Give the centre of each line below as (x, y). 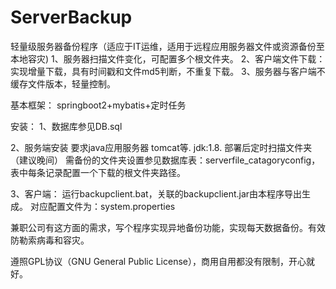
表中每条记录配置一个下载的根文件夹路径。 (98, 172)
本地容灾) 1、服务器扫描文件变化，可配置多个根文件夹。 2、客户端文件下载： (168, 58)
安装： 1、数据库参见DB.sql (66, 126)
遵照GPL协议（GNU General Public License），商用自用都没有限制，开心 (158, 261)
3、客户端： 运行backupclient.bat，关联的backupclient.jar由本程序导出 (156, 193)
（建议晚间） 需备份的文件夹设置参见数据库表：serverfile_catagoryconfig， (165, 160)
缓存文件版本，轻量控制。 (63, 83)
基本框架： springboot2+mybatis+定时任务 (98, 105)
